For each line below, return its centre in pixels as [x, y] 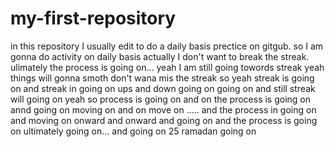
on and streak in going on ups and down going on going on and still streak [163, 88]
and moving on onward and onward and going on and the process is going [164, 120]
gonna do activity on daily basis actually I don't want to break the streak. [160, 56]
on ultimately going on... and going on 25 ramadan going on [133, 131]
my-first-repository [93, 18]
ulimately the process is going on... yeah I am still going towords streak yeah [167, 67]
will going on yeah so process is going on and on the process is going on [161, 99]
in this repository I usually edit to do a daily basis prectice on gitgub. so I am [167, 46]
